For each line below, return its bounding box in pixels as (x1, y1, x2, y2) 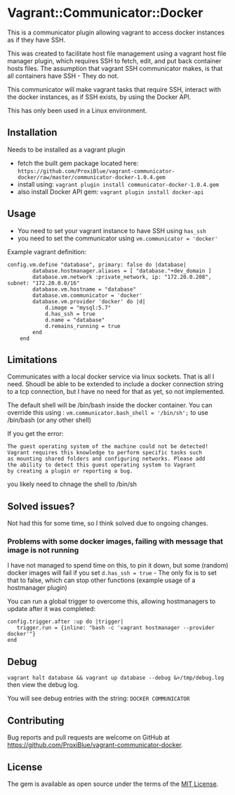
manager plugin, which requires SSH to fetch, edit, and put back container (7, 56, 222, 65)
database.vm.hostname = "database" (32, 286, 137, 293)
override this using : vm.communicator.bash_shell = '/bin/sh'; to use (7, 409, 208, 417)
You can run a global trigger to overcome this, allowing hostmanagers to (7, 597, 216, 605)
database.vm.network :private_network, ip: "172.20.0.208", (32, 273, 212, 280)
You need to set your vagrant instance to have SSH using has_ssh (17, 226, 207, 235)
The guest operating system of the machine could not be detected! (7, 443, 209, 450)
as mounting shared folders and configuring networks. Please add (7, 455, 206, 463)
